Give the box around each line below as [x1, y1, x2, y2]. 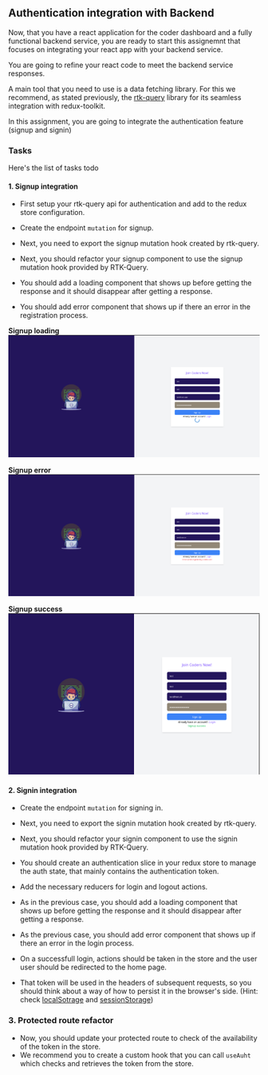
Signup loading [8, 326, 60, 336]
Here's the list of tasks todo [8, 163, 99, 173]
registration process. [19, 311, 89, 321]
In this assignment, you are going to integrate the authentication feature [8, 116, 244, 126]
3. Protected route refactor [8, 1015, 114, 1026]
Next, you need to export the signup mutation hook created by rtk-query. [19, 239, 259, 249]
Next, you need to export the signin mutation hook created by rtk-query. [19, 818, 257, 828]
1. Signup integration [8, 181, 78, 191]
